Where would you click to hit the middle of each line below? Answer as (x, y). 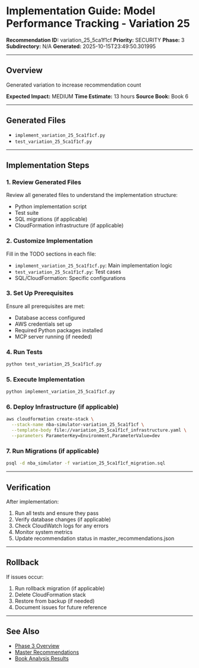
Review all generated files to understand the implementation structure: (92, 195)
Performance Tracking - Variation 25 (98, 23)
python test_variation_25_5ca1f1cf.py (54, 364)
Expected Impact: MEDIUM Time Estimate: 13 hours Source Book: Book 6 (97, 96)
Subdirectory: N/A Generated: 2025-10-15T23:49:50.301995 (81, 46)
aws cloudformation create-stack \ (50, 419)
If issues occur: (25, 577)
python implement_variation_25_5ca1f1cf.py (61, 392)
